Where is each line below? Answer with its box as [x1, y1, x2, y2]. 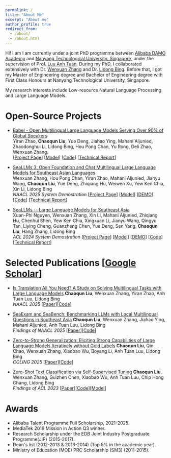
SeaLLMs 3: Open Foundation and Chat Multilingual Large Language [12, 164, 156, 170]
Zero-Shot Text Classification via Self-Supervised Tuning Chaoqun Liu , [12, 369, 162, 375]
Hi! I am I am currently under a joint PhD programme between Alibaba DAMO [5, 50, 166, 56]
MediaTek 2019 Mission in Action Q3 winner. [12, 425, 106, 431]
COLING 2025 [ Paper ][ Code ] [12, 358, 74, 365]
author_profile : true [5, 21, 51, 27]
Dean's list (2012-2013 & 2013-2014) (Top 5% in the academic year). [12, 441, 156, 447]
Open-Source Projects [5, 110, 102, 122]
